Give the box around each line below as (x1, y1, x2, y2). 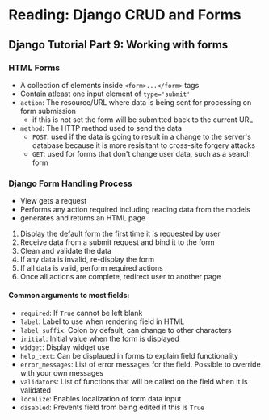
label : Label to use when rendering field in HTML (19, 317, 185, 326)
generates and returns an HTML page (19, 213, 146, 223)
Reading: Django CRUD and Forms (8, 6, 242, 24)
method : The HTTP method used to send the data (19, 123, 183, 132)
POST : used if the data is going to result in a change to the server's (32, 132, 252, 141)
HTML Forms (8, 62, 61, 73)
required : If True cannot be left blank (19, 309, 143, 318)
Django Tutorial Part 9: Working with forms (8, 38, 229, 52)
